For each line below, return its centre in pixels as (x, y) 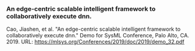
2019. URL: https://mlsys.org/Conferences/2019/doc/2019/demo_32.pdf (95, 42)
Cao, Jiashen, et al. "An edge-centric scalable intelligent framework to (94, 29)
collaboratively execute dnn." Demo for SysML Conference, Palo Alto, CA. (98, 36)
